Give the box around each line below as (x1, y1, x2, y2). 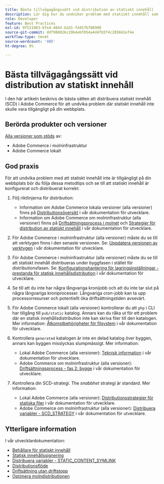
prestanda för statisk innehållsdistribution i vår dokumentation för (12, 270, 144, 276)
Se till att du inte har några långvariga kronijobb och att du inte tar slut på (12, 285, 159, 291)
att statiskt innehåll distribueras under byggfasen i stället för (12, 260, 133, 266)
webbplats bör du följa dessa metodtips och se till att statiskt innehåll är (5, 180, 149, 186)
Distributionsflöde (12, 463, 48, 468)
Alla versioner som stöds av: (5, 133, 62, 139)
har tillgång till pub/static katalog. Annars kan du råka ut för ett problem (12, 310, 158, 316)
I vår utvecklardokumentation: (5, 438, 65, 443)
